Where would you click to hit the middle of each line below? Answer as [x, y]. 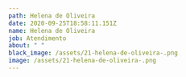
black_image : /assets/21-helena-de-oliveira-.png [93, 53]
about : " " [27, 46]
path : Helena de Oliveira [52, 16]
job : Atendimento [37, 38]
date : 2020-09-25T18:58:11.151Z [62, 23]
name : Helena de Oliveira [52, 30]
